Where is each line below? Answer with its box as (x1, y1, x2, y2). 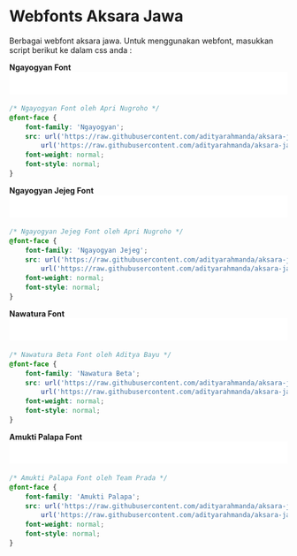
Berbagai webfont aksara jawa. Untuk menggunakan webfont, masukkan (9, 35, 274, 46)
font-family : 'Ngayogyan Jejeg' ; (25, 246, 148, 255)
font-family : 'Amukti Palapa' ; (25, 492, 141, 501)
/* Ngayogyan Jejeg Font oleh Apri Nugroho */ (9, 227, 184, 236)
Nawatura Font (9, 308, 65, 319)
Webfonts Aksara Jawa (9, 6, 184, 27)
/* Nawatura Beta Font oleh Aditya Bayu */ (9, 350, 172, 359)
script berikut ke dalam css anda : (9, 44, 133, 55)
